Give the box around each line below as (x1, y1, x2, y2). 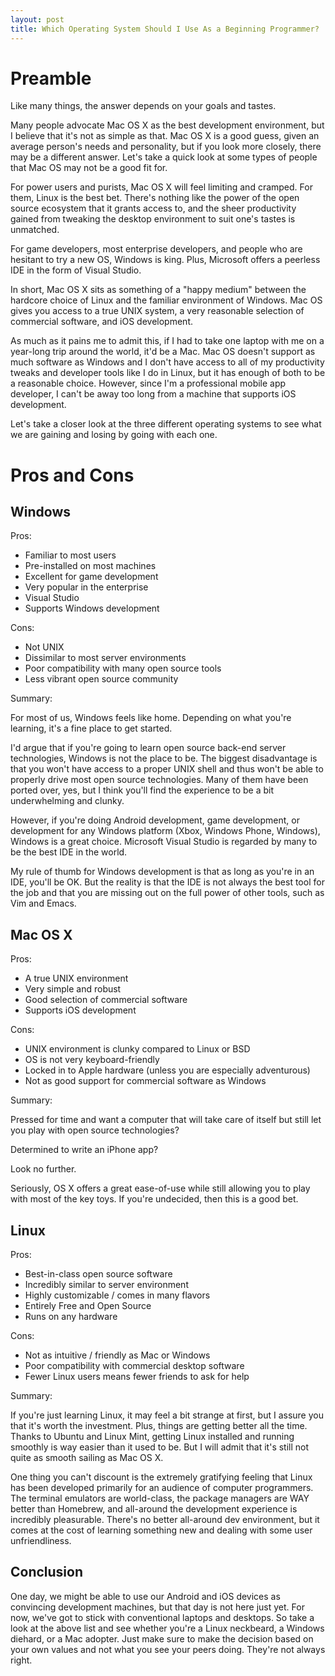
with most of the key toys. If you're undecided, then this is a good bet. (10, 1193, 299, 1205)
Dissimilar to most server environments (24, 652, 187, 664)
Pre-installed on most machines (24, 560, 157, 572)
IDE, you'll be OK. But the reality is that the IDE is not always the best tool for (10, 876, 325, 888)
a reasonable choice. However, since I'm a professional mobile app (10, 377, 287, 390)
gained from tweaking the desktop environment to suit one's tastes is (10, 213, 296, 225)
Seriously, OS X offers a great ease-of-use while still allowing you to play (10, 1182, 311, 1195)
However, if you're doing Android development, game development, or (10, 814, 300, 826)
